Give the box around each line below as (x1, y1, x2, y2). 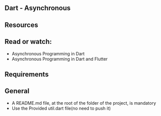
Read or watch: (4, 38, 52, 46)
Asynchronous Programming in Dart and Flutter (11, 56, 108, 62)
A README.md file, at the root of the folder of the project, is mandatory (11, 100, 156, 106)
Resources (4, 21, 38, 29)
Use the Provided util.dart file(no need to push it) (11, 105, 111, 111)
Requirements (4, 70, 49, 78)
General (4, 87, 30, 95)
